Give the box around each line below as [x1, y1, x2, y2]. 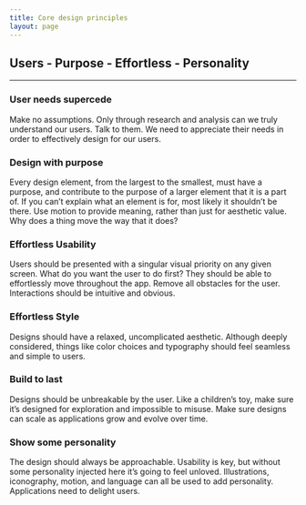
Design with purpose [9, 156, 104, 168]
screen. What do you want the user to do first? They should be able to [9, 268, 271, 279]
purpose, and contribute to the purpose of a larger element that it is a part [9, 186, 287, 197]
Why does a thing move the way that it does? [9, 215, 178, 226]
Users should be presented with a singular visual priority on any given [9, 258, 271, 269]
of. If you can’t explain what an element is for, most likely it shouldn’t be [9, 196, 278, 207]
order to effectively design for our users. [9, 133, 161, 144]
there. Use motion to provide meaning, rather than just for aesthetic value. [9, 206, 287, 217]
